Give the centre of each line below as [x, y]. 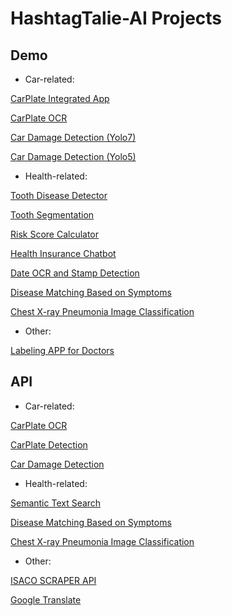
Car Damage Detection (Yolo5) [73, 156]
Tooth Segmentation [52, 215]
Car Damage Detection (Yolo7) [73, 137]
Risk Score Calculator [55, 234]
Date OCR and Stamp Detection [75, 273]
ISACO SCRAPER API [53, 580]
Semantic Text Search [56, 503]
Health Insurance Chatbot [63, 253]
